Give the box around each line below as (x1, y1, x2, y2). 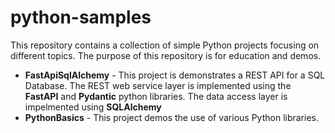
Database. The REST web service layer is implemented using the (24, 79, 292, 91)
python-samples (10, 6, 152, 29)
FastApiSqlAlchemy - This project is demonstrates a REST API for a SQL (24, 69, 326, 81)
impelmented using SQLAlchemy (24, 101, 162, 113)
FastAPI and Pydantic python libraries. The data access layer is (24, 90, 288, 102)
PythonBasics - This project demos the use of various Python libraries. (24, 111, 320, 123)
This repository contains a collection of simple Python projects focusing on (10, 39, 320, 51)
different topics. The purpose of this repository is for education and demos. (10, 49, 322, 61)
